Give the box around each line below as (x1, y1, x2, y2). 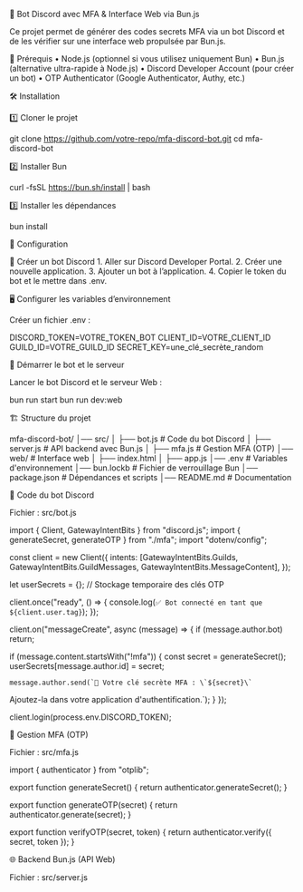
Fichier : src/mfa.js (9, 747, 80, 757)
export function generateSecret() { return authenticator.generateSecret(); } (9, 782, 288, 792)
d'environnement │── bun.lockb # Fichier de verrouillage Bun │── (9, 462, 259, 473)
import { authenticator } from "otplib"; (9, 764, 149, 775)
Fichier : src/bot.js (9, 508, 77, 518)
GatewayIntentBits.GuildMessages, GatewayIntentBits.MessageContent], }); (9, 562, 291, 572)
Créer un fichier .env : (9, 315, 90, 325)
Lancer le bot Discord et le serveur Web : (9, 377, 163, 387)
